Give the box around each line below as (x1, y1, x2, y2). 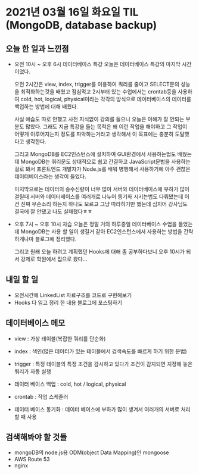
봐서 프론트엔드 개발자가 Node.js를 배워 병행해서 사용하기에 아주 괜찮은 (25, 165, 191, 173)
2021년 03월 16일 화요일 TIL (5, 5, 139, 19)
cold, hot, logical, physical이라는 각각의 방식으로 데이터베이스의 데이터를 (20, 96, 192, 102)
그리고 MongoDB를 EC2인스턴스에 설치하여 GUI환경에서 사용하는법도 (14, 151, 176, 158)
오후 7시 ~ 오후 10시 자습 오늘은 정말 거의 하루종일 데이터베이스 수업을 (14, 221, 177, 227)
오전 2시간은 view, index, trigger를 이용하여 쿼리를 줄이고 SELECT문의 (14, 81, 180, 87)
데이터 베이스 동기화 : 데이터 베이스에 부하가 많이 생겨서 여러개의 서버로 (14, 405, 180, 412)
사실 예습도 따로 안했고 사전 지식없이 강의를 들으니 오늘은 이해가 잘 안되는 (14, 115, 185, 123)
